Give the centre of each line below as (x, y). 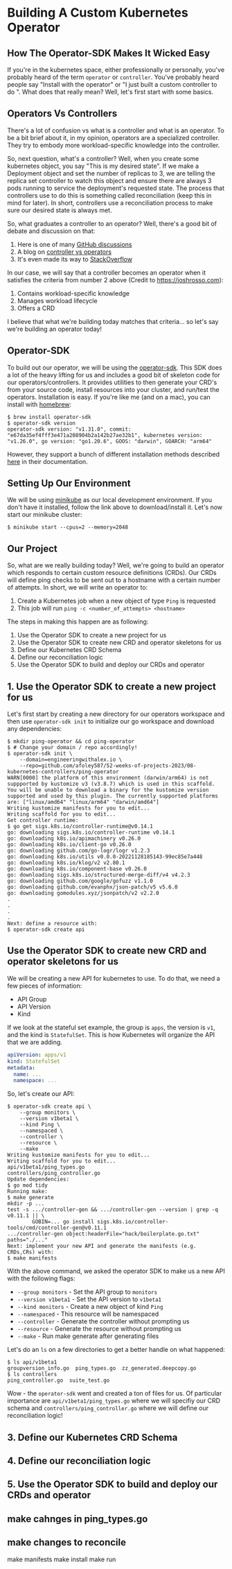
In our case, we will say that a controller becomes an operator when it (107, 273)
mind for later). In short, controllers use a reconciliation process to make (110, 203)
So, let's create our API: (41, 1094)
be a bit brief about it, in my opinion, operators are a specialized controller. (114, 137)
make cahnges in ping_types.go (78, 1519)
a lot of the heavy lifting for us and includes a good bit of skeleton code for (114, 375)
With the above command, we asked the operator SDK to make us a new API (116, 1271)
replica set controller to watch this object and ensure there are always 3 (109, 180)
